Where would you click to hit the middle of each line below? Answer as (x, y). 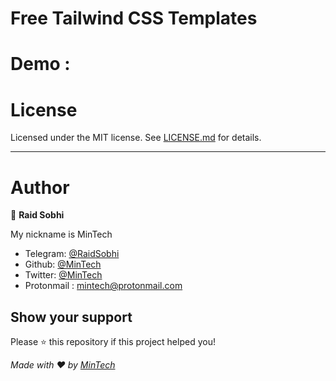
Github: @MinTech (63, 264)
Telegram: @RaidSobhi (72, 254)
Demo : (40, 64)
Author (40, 187)
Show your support (71, 317)
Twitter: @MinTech (63, 275)
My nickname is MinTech (61, 234)
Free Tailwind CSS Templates (134, 18)
